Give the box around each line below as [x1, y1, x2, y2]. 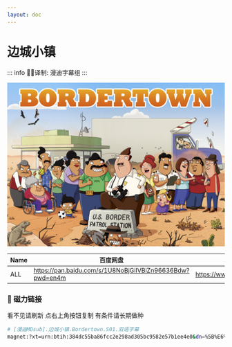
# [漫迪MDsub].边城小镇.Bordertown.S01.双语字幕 [7, 326, 139, 333]
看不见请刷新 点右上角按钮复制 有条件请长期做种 [7, 312, 144, 320]
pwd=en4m [33, 274, 66, 282]
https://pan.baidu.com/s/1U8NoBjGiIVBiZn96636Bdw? [33, 267, 190, 275]
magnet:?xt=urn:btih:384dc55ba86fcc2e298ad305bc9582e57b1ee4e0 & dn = [7, 333, 206, 340]
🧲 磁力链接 [7, 294, 43, 304]
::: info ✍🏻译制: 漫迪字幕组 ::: [7, 68, 88, 76]
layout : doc [7, 11, 41, 18]
